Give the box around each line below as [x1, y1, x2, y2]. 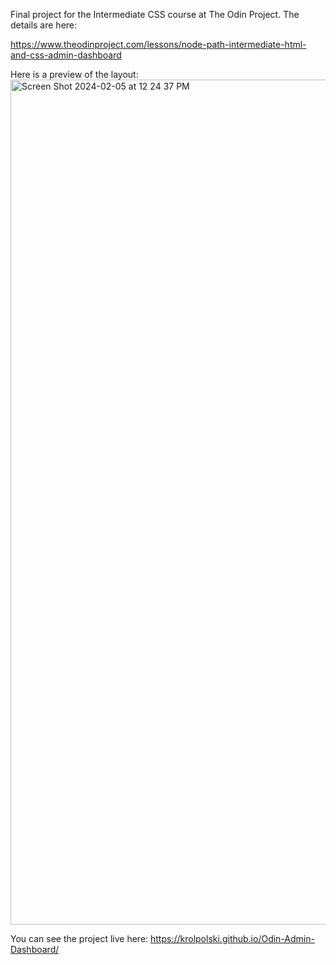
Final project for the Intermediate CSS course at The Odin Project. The [10, 9, 300, 20]
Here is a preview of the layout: [10, 69, 139, 80]
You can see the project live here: [10, 933, 149, 944]
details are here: [10, 19, 78, 31]
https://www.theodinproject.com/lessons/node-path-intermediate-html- [10, 39, 307, 50]
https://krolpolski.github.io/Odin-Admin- [150, 933, 315, 944]
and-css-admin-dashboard [10, 49, 122, 61]
